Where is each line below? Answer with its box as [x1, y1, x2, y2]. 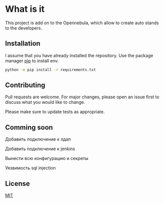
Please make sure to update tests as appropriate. [5, 109, 105, 115]
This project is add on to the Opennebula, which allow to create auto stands [5, 20, 159, 26]
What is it [5, 3, 45, 15]
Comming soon [5, 123, 53, 131]
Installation [5, 40, 41, 48]
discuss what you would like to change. [5, 99, 85, 105]
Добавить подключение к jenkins [5, 146, 76, 152]
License [5, 179, 30, 188]
